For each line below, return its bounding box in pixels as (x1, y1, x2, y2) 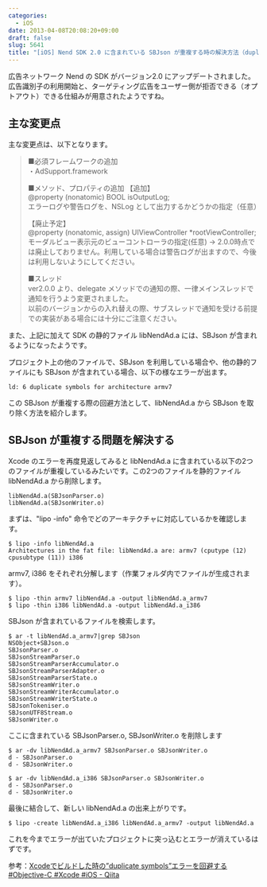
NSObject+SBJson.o (8, 639, 69, 647)
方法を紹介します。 (29, 407, 91, 418)
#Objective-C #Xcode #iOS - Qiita (8, 869, 120, 879)
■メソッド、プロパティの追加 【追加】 (27, 183, 155, 193)
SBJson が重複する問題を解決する (8, 434, 175, 447)
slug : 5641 (8, 41, 44, 49)
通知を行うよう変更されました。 (27, 294, 133, 303)
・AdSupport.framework (27, 166, 109, 176)
